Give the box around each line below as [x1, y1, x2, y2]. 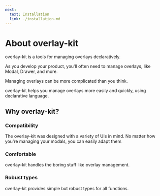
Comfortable [5, 151, 36, 158]
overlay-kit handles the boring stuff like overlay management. [5, 162, 129, 168]
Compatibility [5, 122, 38, 129]
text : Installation [9, 12, 50, 17]
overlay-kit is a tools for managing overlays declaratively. [5, 54, 121, 60]
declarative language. [5, 93, 49, 99]
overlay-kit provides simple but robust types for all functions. [5, 185, 129, 191]
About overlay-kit [5, 37, 79, 49]
